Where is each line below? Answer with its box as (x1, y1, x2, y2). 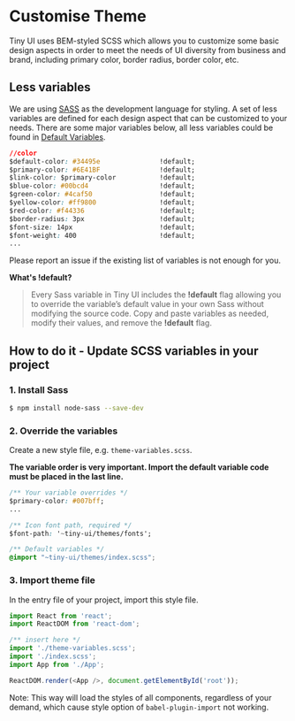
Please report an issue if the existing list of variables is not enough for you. (9, 255, 281, 266)
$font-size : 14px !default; (9, 223, 196, 232)
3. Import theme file (9, 574, 95, 587)
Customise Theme (9, 6, 147, 27)
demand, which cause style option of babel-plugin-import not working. (9, 702, 269, 712)
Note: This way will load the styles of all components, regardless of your (9, 692, 272, 702)
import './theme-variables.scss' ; (9, 644, 137, 653)
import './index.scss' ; (9, 652, 97, 661)
